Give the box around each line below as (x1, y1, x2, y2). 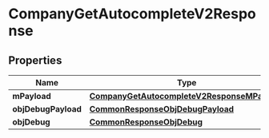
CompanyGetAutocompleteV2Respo (8, 5, 256, 23)
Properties (8, 53, 62, 67)
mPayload (12, 91, 52, 101)
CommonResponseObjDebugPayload (89, 104, 235, 114)
